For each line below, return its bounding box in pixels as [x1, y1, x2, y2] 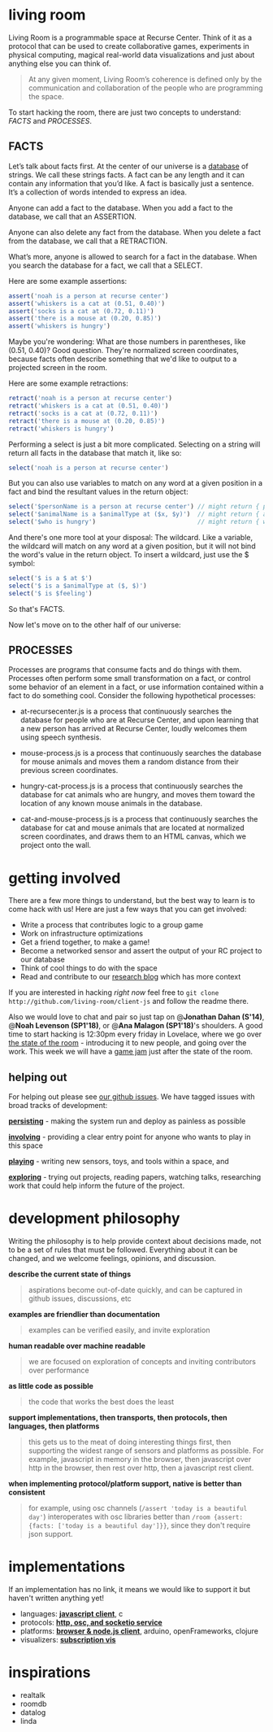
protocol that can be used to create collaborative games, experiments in [8, 41, 249, 50]
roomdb [19, 1699, 47, 1708]
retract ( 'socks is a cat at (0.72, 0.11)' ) [8, 409, 158, 417]
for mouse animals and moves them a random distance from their [19, 757, 240, 766]
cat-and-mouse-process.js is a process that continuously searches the [19, 814, 258, 824]
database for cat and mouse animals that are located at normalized [19, 823, 245, 833]
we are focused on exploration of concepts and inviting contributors [28, 1357, 256, 1367]
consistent [8, 1487, 46, 1498]
